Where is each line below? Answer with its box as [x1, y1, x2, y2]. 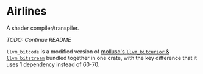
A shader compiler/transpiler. [6, 24, 79, 32]
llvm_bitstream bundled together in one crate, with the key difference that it [6, 54, 197, 61]
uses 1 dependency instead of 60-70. [6, 61, 100, 68]
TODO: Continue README [6, 36, 71, 43]
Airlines [6, 4, 47, 18]
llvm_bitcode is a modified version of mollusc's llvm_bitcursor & [6, 47, 169, 55]
